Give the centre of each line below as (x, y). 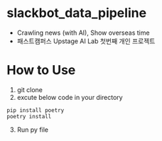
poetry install (29, 116)
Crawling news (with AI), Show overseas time (83, 33)
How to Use (41, 70)
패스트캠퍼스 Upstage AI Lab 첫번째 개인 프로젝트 (86, 41)
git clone (30, 89)
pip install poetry (36, 110)
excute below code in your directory (70, 97)
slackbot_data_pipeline (77, 13)
